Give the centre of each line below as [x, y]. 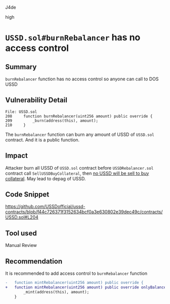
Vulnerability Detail [36, 100]
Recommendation [34, 261]
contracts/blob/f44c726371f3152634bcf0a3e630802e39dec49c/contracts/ [84, 212]
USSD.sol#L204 [22, 217]
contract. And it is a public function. [42, 140]
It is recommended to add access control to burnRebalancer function [76, 273]
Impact [16, 156]
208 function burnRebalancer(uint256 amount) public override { [79, 116]
